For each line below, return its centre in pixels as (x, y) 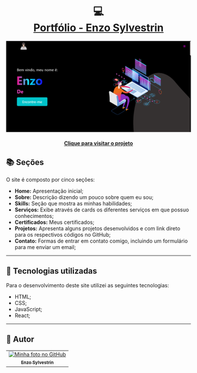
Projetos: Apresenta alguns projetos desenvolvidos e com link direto (97, 228)
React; (22, 315)
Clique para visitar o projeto (98, 143)
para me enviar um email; (45, 247)
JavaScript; (28, 309)
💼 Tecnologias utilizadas (52, 271)
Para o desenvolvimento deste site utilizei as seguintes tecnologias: (88, 285)
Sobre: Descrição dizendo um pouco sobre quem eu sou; (84, 197)
